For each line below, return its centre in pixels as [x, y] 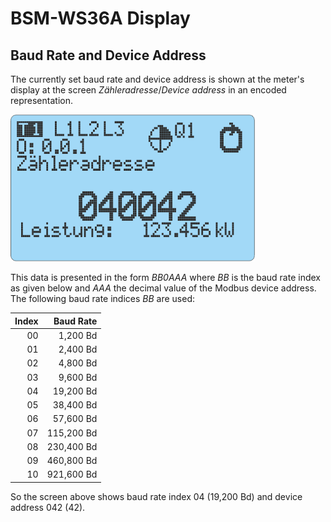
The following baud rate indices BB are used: [102, 298]
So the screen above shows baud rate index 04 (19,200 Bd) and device [156, 496]
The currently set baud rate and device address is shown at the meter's [157, 79]
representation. [41, 100]
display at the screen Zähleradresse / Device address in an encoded [148, 90]
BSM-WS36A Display [100, 18]
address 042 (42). [48, 507]
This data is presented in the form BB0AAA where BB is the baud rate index [165, 277]
